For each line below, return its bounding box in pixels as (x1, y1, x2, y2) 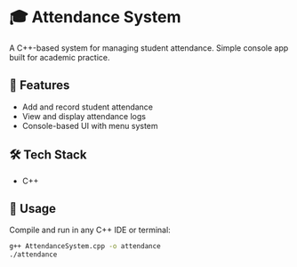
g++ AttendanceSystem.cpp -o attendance (9, 242, 162, 251)
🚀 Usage (9, 201, 56, 216)
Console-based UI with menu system (21, 120, 158, 131)
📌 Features (9, 77, 70, 93)
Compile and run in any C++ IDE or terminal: (9, 224, 171, 236)
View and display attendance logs (21, 110, 147, 121)
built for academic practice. (9, 52, 110, 62)
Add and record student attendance (21, 101, 154, 112)
